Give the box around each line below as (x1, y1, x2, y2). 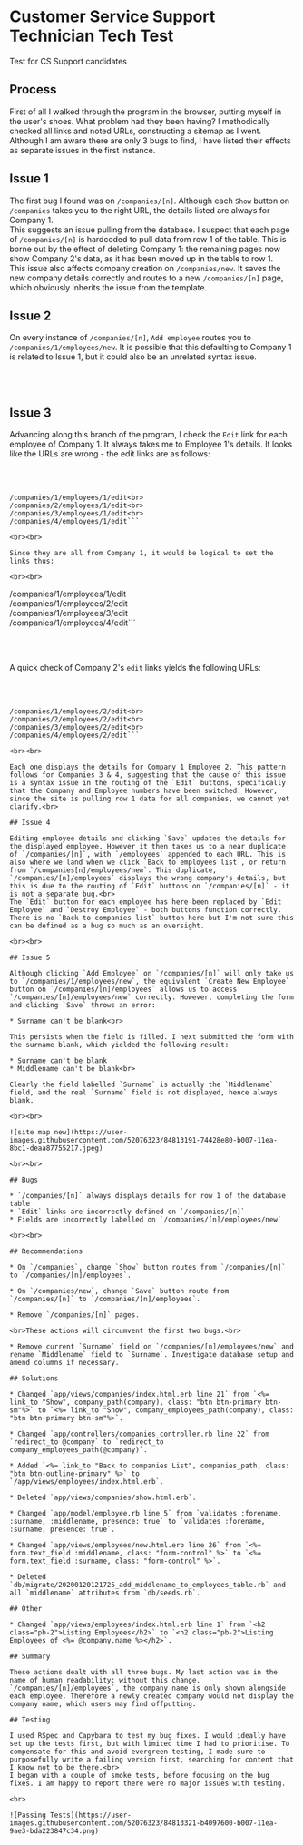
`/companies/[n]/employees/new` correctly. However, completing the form (9, 993, 295, 1002)
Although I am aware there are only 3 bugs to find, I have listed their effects (9, 134, 292, 146)
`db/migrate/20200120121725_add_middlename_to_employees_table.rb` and (9, 1581, 286, 1590)
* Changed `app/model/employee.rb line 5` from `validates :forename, (9, 1509, 282, 1518)
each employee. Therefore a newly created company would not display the (9, 1692, 295, 1701)
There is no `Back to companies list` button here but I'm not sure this (9, 914, 295, 923)
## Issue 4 (9, 819, 51, 828)
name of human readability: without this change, (9, 1676, 201, 1685)
